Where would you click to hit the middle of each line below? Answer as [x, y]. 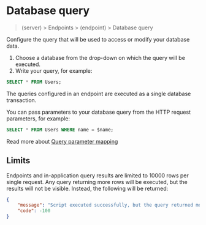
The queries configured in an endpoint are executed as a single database [99, 94]
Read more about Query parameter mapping [62, 141]
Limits [18, 160]
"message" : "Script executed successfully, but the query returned [105, 205]
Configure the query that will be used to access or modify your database [98, 39]
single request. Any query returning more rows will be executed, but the [97, 182]
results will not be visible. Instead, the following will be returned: [87, 188]
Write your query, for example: [54, 70]
